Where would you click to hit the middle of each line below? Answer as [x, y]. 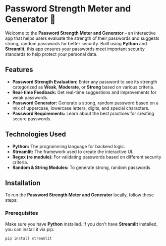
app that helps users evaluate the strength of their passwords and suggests [82, 38]
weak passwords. [30, 97]
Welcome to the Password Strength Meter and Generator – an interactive [81, 33]
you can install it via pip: [30, 229]
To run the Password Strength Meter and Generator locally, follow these [80, 195]
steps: [11, 200]
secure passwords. [32, 119]
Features [19, 70]
